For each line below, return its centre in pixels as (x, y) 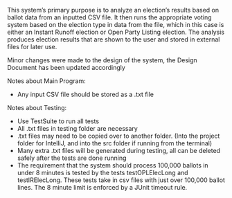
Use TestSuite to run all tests (58, 121)
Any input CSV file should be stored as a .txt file (86, 94)
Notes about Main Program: (46, 81)
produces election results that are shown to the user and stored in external (114, 39)
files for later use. (32, 47)
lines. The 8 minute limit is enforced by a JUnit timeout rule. (102, 187)
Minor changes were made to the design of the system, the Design (102, 60)
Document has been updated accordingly (66, 67)
